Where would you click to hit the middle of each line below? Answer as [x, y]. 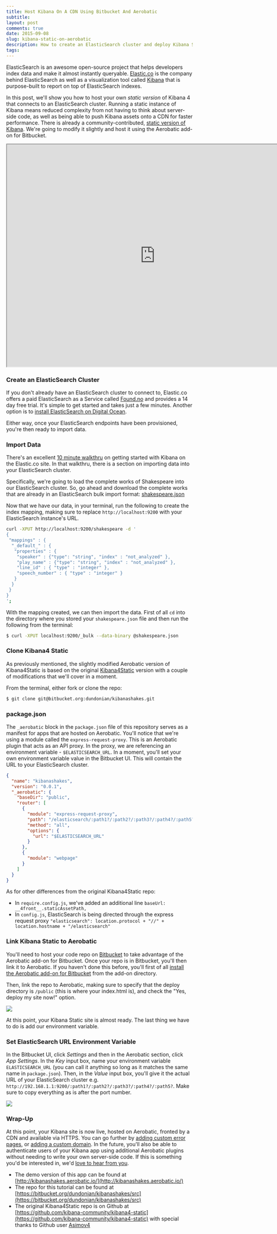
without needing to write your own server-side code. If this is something [94, 1157]
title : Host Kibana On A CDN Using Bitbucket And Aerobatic [82, 12]
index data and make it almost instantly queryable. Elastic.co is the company [99, 73]
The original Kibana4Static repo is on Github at [72, 1206]
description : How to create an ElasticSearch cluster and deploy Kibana [98, 45]
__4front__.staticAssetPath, [51, 909]
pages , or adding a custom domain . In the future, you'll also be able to [91, 1144]
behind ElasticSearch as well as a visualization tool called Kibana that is [93, 79]
